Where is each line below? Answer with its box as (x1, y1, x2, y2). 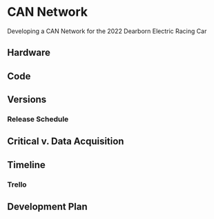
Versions (7, 94, 47, 105)
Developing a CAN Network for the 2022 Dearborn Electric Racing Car (7, 27, 207, 35)
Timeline (7, 159, 46, 171)
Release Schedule (7, 114, 69, 124)
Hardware (7, 47, 50, 59)
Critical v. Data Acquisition (7, 136, 124, 147)
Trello (7, 180, 27, 189)
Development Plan (7, 201, 88, 213)
